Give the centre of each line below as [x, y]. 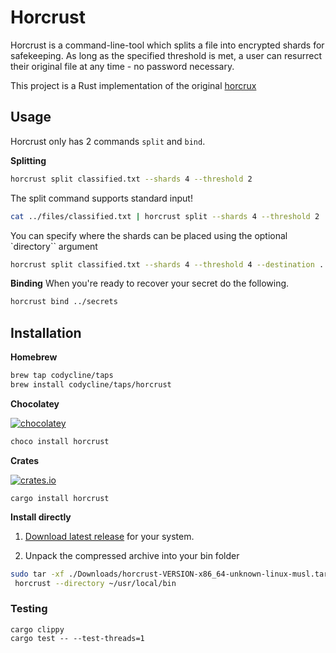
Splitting [28, 160]
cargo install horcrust [60, 498]
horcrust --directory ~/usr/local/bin [95, 583]
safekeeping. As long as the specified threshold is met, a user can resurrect [166, 55]
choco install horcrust [60, 441]
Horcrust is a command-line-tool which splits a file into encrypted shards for [167, 45]
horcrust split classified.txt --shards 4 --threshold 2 [131, 179]
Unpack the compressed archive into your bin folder [132, 555]
